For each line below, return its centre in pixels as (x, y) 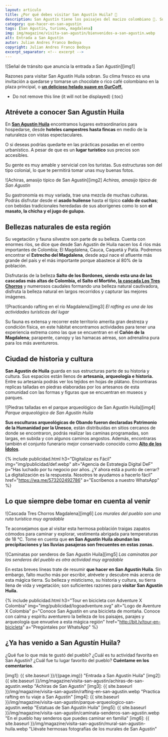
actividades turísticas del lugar (37, 312)
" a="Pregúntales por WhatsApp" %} (60, 627)
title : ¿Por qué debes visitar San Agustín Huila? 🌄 (61, 15)
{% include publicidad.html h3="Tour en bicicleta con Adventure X (74, 600)
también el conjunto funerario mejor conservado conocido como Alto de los (83, 444)
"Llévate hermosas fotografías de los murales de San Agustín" (93, 728)
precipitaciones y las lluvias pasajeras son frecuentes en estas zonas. (79, 544)
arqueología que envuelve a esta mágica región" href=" (62, 621)
